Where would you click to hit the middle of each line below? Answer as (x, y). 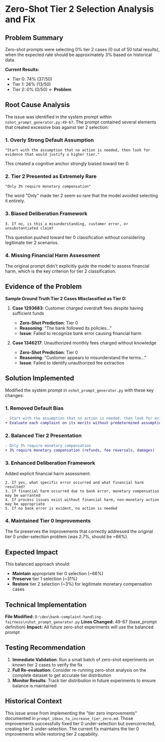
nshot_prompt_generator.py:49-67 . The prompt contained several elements (81, 122)
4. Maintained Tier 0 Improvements (48, 521)
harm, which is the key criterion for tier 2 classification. (61, 271)
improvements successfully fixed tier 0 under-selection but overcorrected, (80, 723)
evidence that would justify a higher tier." (52, 155)
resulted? (15, 487)
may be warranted (23, 495)
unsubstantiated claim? (29, 228)
